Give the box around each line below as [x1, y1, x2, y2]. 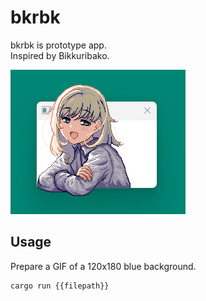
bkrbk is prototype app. [10, 39, 107, 51]
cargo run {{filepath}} [10, 281, 110, 291]
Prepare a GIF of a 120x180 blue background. [10, 260, 197, 272]
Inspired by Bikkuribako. [10, 49, 110, 61]
